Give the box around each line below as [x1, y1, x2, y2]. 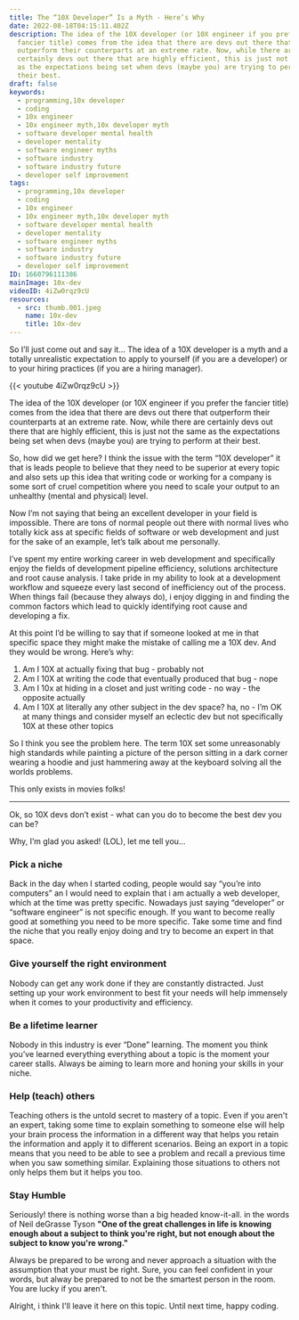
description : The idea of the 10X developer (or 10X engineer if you [9, 29, 273, 38]
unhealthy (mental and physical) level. [9, 491, 149, 501]
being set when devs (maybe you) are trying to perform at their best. [9, 436, 261, 446]
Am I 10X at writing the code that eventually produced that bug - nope [21, 674, 279, 684]
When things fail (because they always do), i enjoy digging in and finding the [9, 592, 290, 602]
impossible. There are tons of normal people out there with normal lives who [9, 518, 289, 528]
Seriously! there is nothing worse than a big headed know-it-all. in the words [9, 1209, 290, 1220]
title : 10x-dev [25, 320, 82, 329]
